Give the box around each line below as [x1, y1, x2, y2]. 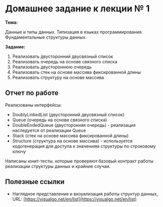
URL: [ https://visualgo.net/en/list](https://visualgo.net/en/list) [12, 196, 137, 202]
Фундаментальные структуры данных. [5, 34, 87, 40]
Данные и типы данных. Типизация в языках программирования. [5, 29, 143, 35]
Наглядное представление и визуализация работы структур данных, [12, 191, 158, 197]
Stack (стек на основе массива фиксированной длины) [12, 132, 129, 139]
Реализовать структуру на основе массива [12, 74, 104, 80]
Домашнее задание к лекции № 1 [5, 3, 150, 14]
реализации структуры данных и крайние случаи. [5, 163, 111, 169]
